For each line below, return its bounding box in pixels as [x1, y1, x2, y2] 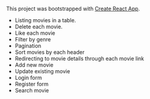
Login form [14, 74, 42, 81]
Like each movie [14, 29, 56, 37]
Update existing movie [14, 68, 71, 74]
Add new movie [14, 61, 54, 68]
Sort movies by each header [14, 49, 85, 56]
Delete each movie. [14, 23, 63, 30]
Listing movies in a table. [14, 17, 76, 23]
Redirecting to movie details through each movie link [14, 55, 145, 62]
